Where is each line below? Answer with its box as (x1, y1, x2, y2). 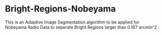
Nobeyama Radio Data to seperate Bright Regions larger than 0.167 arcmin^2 (5, 24, 157, 30)
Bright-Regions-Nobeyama (5, 3, 116, 14)
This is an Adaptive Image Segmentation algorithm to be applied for (5, 19, 139, 25)
